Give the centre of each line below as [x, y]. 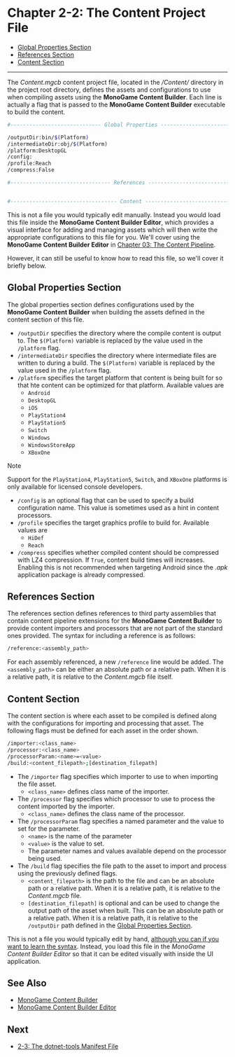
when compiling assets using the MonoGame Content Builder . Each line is [115, 97]
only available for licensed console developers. [75, 486]
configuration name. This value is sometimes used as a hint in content [118, 507]
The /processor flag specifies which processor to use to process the [116, 799]
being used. [45, 858]
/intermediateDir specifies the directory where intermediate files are [117, 355]
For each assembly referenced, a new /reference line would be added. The [115, 662]
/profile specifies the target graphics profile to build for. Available [113, 523]
